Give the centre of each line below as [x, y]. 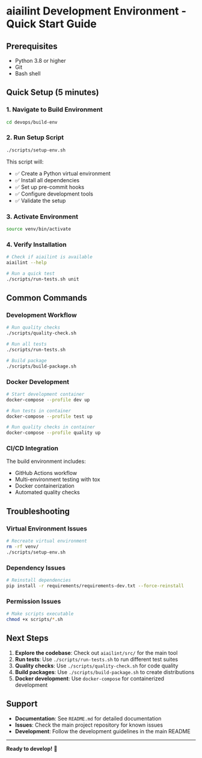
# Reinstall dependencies [38, 581]
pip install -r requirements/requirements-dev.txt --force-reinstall [95, 586]
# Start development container [45, 394]
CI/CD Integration [32, 448]
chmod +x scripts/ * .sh [35, 620]
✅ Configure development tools [54, 194]
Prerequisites [32, 46]
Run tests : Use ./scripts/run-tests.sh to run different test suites [96, 659]
